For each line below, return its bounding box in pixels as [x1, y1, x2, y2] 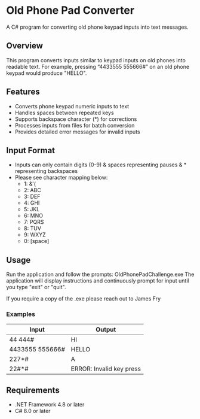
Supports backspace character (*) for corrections [14, 115, 137, 123]
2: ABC [23, 187, 42, 194]
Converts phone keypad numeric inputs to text [14, 102, 130, 110]
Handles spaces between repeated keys [14, 109, 115, 116]
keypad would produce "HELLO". [6, 69, 87, 77]
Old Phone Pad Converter [6, 4, 135, 17]
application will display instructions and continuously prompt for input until [6, 277, 189, 284]
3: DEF [23, 193, 41, 201]
